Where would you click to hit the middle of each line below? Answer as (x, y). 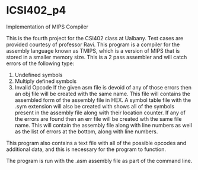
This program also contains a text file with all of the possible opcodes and (96, 143)
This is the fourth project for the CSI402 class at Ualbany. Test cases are (95, 38)
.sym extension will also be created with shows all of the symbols (95, 106)
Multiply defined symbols (46, 81)
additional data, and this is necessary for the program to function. (86, 149)
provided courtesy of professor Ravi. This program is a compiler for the (93, 44)
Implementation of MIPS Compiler (47, 27)
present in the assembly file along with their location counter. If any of (100, 113)
